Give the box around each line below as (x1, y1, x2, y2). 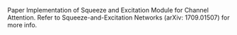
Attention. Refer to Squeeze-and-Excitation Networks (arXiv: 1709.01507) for (7, 13, 230, 22)
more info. (7, 21, 37, 29)
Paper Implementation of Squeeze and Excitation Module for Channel (7, 6, 209, 14)
